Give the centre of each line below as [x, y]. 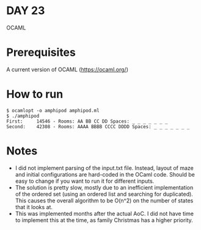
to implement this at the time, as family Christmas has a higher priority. [104, 220]
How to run [35, 94]
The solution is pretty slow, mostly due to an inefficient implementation [104, 187]
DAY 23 [26, 11]
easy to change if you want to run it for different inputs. [85, 181]
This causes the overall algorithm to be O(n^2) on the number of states [104, 201]
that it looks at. [34, 207]
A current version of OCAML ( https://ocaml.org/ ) [67, 69]
